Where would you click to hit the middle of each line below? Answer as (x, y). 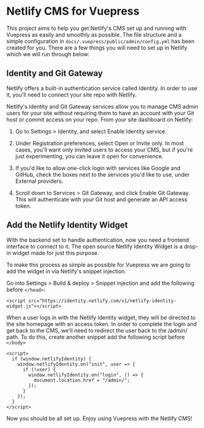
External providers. (39, 181)
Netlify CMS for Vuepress (73, 11)
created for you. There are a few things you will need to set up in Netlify (97, 48)
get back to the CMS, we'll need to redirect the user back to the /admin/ (97, 330)
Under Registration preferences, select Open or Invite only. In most (100, 143)
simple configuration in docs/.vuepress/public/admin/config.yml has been (100, 41)
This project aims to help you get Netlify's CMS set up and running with (96, 28)
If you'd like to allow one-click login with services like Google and (98, 168)
